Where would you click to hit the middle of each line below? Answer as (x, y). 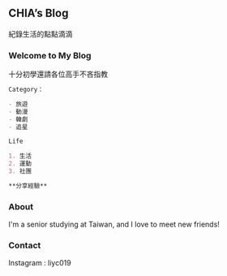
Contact (25, 245)
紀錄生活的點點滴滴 (41, 34)
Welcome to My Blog (50, 55)
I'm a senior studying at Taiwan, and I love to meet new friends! (114, 224)
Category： (26, 90)
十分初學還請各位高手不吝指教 (58, 74)
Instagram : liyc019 (40, 263)
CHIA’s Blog (39, 13)
